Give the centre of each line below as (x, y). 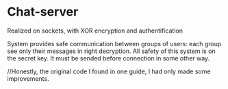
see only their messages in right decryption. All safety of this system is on (111, 51)
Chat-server (43, 12)
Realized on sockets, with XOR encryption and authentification (95, 31)
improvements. (28, 78)
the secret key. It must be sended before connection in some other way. (109, 58)
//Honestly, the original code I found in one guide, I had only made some (109, 71)
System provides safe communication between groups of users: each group (114, 43)
